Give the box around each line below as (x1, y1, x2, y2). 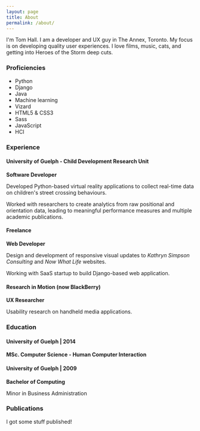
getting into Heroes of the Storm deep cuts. (6, 49, 113, 56)
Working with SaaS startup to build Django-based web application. (6, 270, 170, 276)
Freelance (6, 227, 32, 234)
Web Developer (6, 240, 46, 247)
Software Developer (6, 171, 57, 178)
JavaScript (14, 122, 42, 129)
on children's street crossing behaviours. (6, 189, 107, 196)
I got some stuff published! (6, 418, 72, 425)
